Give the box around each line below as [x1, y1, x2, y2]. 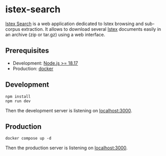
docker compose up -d [5, 136, 52, 141]
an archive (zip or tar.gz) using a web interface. [5, 31, 106, 37]
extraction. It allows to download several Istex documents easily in [21, 26, 161, 32]
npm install [5, 94, 31, 99]
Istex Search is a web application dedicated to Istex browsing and [5, 21, 144, 27]
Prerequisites [5, 46, 49, 55]
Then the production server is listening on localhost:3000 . [5, 145, 128, 151]
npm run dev [5, 99, 31, 104]
